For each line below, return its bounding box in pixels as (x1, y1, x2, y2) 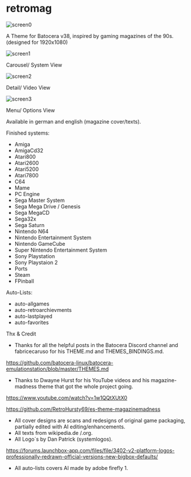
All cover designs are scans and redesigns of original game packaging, (14, 417, 186, 424)
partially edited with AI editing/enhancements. (14, 423, 126, 430)
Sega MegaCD (14, 209, 50, 216)
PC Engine (14, 190, 40, 197)
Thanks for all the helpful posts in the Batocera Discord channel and (14, 341, 178, 348)
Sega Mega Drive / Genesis (14, 203, 81, 210)
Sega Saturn (14, 221, 45, 228)
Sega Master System (14, 197, 65, 204)
